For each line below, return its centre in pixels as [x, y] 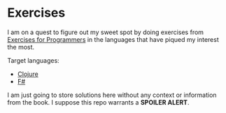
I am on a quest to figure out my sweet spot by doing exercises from [106, 32]
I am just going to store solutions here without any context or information [112, 95]
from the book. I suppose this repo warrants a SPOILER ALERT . [98, 102]
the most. [21, 47]
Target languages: [33, 60]
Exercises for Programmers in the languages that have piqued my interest [113, 39]
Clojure [28, 74]
